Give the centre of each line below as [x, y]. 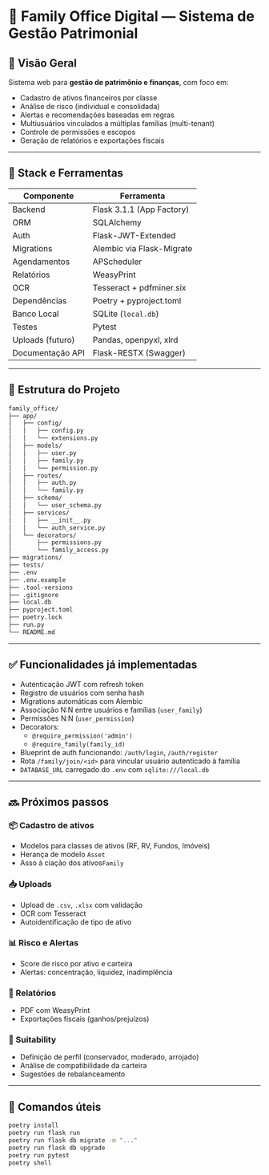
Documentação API [49, 352]
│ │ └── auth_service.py [57, 528]
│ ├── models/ [35, 445]
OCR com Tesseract [53, 913]
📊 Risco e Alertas [43, 943]
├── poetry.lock [35, 617]
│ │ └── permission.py [53, 468]
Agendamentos [41, 262]
